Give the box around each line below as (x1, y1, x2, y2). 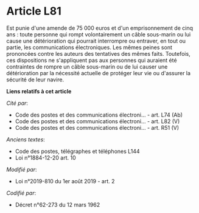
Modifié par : (6, 166, 38, 173)
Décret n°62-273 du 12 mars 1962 (15, 201, 100, 208)
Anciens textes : (6, 135, 46, 143)
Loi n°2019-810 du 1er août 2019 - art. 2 (15, 177, 115, 184)
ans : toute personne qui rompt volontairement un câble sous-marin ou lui (6, 30, 191, 38)
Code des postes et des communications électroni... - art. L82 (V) (15, 117, 180, 125)
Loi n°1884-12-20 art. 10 (15, 154, 76, 161)
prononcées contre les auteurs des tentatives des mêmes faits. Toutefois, (6, 50, 190, 57)
